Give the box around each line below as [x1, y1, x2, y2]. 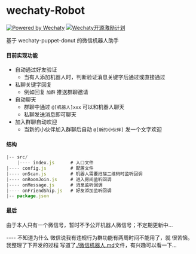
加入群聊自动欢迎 [14, 118, 57, 126]
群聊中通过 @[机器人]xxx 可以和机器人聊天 [23, 103, 125, 111]
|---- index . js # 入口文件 [17, 160, 94, 166]
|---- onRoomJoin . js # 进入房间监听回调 [6, 176, 112, 182]
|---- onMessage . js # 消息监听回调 [6, 182, 103, 188]
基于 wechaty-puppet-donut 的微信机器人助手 [6, 36, 119, 44]
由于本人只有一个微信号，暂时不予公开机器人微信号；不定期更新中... [6, 221, 173, 228]
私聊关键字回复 [14, 81, 52, 88]
